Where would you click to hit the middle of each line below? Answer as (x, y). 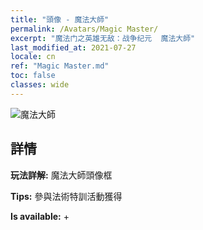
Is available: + (40, 216)
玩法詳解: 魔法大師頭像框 (61, 175)
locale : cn (33, 57)
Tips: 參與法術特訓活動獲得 (66, 196)
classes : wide (40, 85)
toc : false (33, 76)
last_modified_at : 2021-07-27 (73, 47)
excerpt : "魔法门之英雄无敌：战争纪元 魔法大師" (103, 38)
